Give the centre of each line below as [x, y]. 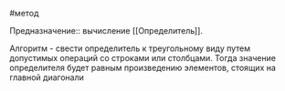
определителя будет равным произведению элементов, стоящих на [143, 68]
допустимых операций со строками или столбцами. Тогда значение [143, 58]
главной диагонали [47, 77]
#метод [24, 13]
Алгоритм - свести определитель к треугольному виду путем [130, 48]
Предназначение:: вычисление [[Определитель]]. [106, 30]
